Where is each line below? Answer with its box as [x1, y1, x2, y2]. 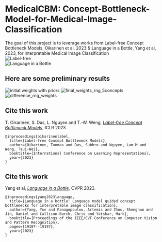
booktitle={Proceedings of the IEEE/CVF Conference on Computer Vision [9, 216, 158, 221]
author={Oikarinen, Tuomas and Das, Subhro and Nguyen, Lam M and [9, 142, 146, 147]
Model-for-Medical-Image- [5, 14, 117, 25]
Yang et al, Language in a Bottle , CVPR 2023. [5, 185, 96, 191]
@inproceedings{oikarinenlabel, [5, 134, 70, 139]
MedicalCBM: [5, 3, 61, 15]
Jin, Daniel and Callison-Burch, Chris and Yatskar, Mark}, [5, 212, 130, 216]
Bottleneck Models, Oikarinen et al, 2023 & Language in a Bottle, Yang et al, [5, 45, 156, 51]
